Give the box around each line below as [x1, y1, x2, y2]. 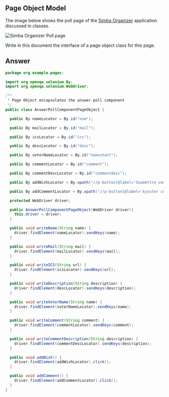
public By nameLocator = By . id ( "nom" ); [10, 116, 94, 121]
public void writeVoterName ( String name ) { [10, 299, 102, 304]
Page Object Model [5, 4, 66, 13]
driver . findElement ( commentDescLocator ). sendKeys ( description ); [14, 341, 152, 346]
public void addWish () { [10, 355, 62, 360]
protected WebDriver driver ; [10, 198, 71, 203]
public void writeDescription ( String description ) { [10, 281, 123, 286]
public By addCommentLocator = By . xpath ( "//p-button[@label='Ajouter [10, 189, 158, 194]
